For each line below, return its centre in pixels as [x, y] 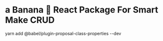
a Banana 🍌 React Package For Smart [82, 10]
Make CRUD [30, 20]
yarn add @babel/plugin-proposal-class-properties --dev [63, 33]
